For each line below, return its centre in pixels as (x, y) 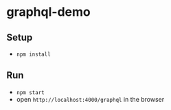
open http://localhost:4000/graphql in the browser (90, 99)
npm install (33, 54)
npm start (31, 92)
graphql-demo (48, 12)
